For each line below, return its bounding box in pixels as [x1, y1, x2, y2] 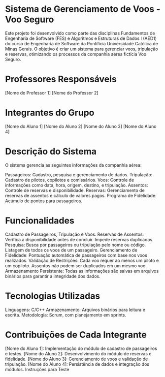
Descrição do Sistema [5, 146, 97, 157]
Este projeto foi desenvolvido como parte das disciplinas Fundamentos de [5, 30, 155, 36]
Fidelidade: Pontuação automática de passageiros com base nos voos [5, 252, 148, 258]
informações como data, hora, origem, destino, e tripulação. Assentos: [5, 182, 148, 188]
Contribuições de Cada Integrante [5, 329, 147, 340]
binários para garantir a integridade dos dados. [5, 273, 100, 279]
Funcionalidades [5, 215, 75, 226]
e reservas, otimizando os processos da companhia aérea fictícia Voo [5, 51, 147, 57]
